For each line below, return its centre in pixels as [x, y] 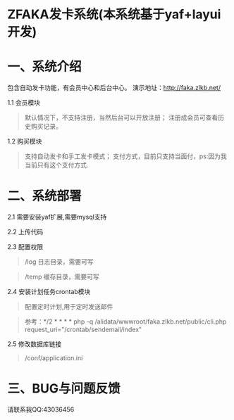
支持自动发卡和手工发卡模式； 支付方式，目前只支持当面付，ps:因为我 [125, 156]
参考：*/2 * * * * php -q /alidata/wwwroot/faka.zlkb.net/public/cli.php [125, 322]
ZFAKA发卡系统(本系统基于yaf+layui [114, 14]
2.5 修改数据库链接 [35, 344]
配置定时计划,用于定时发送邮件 [69, 307]
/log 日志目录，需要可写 [59, 262]
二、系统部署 [45, 196]
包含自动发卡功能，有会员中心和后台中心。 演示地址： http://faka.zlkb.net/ [114, 88]
